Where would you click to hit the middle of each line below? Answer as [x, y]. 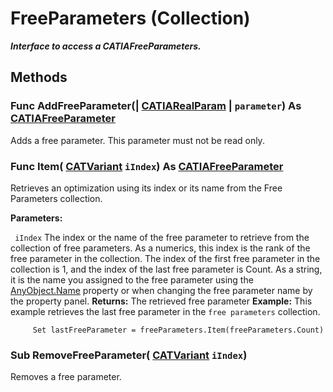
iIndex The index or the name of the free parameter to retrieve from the [162, 237]
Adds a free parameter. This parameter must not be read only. [137, 140]
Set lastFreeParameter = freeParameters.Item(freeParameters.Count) [178, 330]
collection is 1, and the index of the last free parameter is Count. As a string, [166, 269]
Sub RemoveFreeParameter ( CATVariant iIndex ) [129, 355]
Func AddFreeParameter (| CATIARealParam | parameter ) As [156, 106]
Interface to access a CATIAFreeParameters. [106, 46]
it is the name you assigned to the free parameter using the [132, 279]
